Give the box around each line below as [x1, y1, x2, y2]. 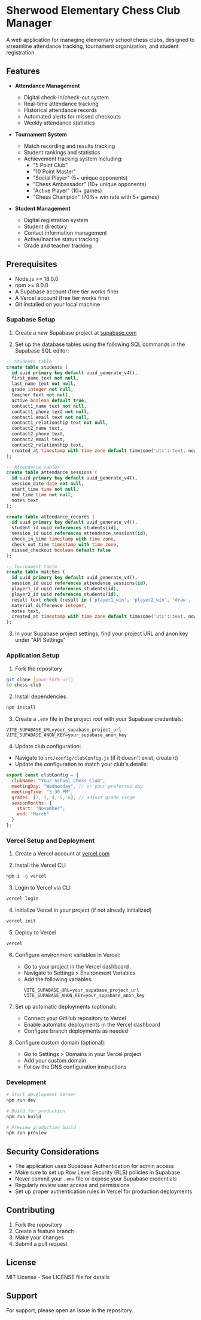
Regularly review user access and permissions [14, 1182, 130, 1189]
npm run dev [6, 1097, 36, 1103]
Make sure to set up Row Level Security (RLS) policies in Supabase [14, 1169, 181, 1176]
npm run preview [6, 1130, 47, 1136]
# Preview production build [6, 1124, 77, 1130]
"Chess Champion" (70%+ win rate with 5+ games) [32, 193, 160, 201]
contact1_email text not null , [11, 414, 90, 420]
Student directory [23, 223, 68, 230]
